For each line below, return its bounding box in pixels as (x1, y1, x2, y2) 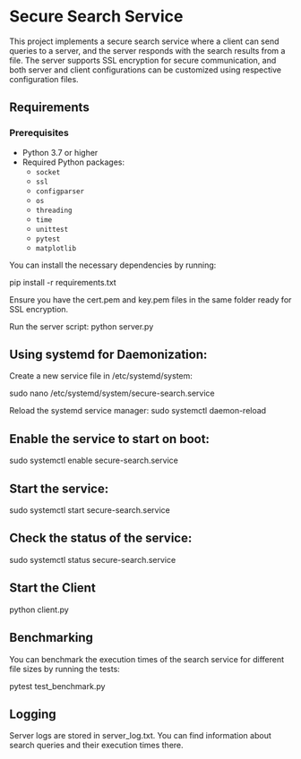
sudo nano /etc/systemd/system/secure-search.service (9, 388, 215, 399)
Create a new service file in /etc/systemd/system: (9, 371, 193, 381)
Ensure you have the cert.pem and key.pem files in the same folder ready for (9, 294, 292, 305)
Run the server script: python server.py (9, 320, 154, 332)
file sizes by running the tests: (9, 663, 121, 674)
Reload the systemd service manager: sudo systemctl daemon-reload (9, 405, 267, 416)
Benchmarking (9, 630, 94, 645)
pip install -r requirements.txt (9, 277, 116, 287)
